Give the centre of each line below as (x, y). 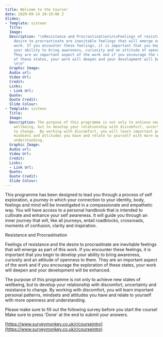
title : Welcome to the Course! (37, 9)
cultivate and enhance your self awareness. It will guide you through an (76, 215)
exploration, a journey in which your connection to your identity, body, (75, 200)
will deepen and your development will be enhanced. (58, 270)
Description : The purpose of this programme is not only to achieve (80, 122)
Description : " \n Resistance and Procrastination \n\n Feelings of (76, 37)
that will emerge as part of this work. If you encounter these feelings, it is (78, 249)
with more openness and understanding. (46, 300)
